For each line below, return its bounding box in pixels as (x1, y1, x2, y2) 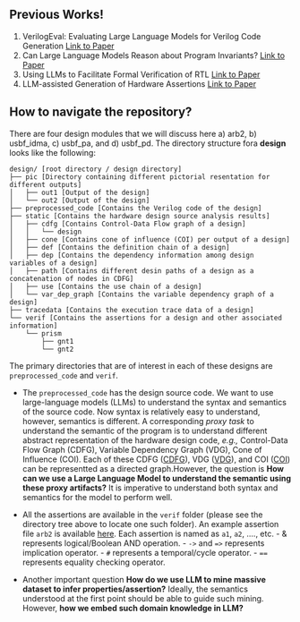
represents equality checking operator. (21, 557, 166, 567)
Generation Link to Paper (21, 40, 115, 51)
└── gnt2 (41, 345, 74, 354)
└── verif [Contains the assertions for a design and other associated (9, 313, 282, 322)
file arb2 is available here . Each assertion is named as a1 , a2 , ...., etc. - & (21, 528, 287, 539)
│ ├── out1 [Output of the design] (9, 188, 150, 197)
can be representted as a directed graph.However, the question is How (21, 463, 285, 473)
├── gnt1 (41, 337, 74, 345)
